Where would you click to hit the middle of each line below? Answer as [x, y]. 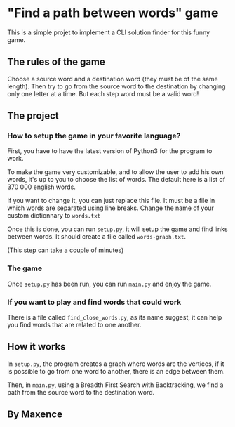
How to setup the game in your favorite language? [94, 136]
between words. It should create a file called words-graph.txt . [97, 237]
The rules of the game [56, 62]
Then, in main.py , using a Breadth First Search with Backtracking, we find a [115, 385]
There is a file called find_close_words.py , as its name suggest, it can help [115, 317]
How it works [36, 347]
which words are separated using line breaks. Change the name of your [110, 208]
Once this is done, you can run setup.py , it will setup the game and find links [117, 229]
